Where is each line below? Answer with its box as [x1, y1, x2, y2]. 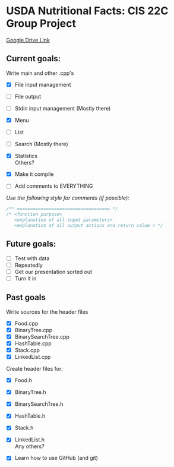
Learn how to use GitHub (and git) [14, 455, 98, 462]
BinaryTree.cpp [14, 326, 53, 333]
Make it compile [14, 171, 54, 178]
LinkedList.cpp [14, 354, 51, 360]
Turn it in [14, 274, 37, 282]
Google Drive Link [6, 36, 50, 43]
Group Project [6, 17, 76, 30]
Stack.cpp [14, 346, 40, 354]
